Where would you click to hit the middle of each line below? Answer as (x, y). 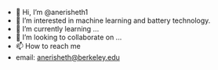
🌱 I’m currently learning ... (57, 29)
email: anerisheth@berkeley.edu (67, 57)
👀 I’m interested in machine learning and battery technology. (113, 20)
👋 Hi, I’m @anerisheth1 (52, 12)
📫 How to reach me (48, 46)
